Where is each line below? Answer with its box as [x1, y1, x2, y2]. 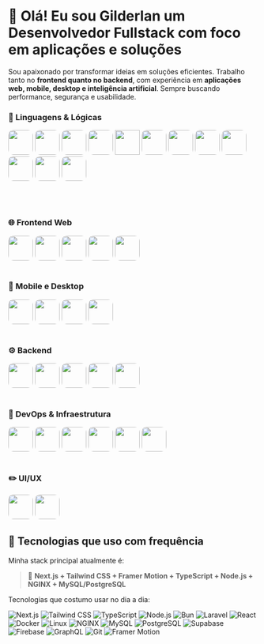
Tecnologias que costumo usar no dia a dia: [8, 594, 150, 604]
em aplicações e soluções [8, 41, 182, 58]
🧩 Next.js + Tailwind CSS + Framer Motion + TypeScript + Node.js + [27, 571, 254, 580]
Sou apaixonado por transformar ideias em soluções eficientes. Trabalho [8, 66, 245, 76]
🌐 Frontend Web [8, 217, 73, 228]
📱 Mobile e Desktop [8, 281, 85, 292]
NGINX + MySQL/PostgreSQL [27, 579, 126, 589]
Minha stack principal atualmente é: [8, 555, 125, 565]
